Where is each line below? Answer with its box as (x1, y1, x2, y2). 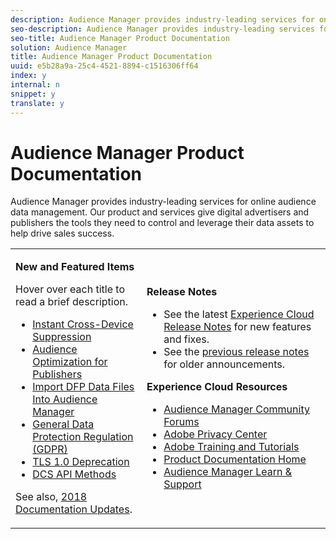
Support (163, 477, 202, 491)
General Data (32, 417, 95, 431)
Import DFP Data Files (32, 380, 135, 394)
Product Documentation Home (163, 452, 307, 466)
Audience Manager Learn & (163, 465, 293, 479)
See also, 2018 (15, 490, 88, 504)
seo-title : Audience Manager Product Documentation (10, 33, 230, 43)
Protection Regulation (32, 430, 134, 444)
